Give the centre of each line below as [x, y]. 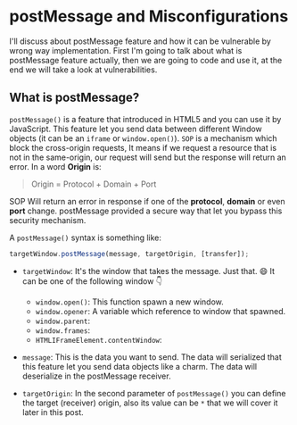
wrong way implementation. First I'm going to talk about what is [126, 50]
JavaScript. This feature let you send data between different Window [136, 129]
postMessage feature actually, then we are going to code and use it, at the [146, 60]
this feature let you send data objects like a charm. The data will [139, 366]
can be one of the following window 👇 [92, 281]
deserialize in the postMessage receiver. [96, 376]
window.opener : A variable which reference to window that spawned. [161, 311]
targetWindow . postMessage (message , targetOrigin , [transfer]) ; [129, 254]
